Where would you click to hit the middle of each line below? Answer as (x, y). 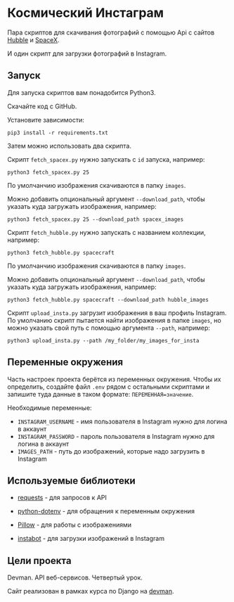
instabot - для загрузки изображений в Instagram (91, 539)
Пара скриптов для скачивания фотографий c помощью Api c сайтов (111, 32)
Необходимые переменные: (50, 408)
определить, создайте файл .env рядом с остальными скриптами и (108, 386)
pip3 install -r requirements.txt (58, 133)
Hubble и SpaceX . (33, 39)
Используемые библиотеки (71, 481)
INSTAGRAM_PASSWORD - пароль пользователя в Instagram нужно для (116, 436)
